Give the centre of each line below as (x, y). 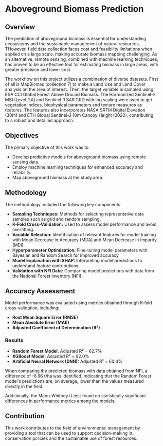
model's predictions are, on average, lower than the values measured (74, 381)
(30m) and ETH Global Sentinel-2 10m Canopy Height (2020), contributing (79, 115)
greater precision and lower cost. (38, 70)
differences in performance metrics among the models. (60, 401)
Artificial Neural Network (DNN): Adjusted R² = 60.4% (67, 361)
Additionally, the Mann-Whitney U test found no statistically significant (75, 395)
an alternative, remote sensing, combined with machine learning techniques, (82, 59)
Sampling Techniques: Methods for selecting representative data (78, 214)
